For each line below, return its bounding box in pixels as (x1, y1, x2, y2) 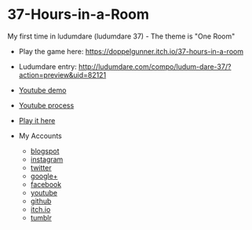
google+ (30, 171, 58, 181)
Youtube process (18, 100, 75, 110)
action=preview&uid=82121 (18, 70, 107, 79)
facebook (30, 179, 62, 189)
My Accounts (18, 131, 62, 141)
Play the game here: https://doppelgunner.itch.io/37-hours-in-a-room (18, 46, 244, 56)
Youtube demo (18, 85, 67, 95)
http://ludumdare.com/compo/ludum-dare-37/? (79, 61, 232, 71)
